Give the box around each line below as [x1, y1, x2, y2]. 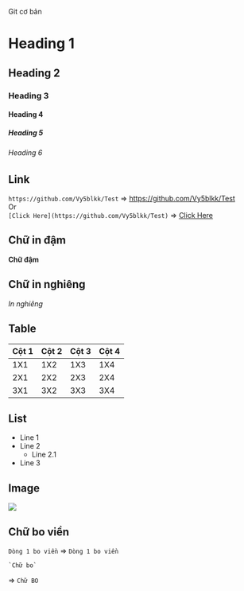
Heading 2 [8, 66, 61, 80]
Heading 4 [8, 110, 44, 119]
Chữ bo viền [8, 525, 70, 539]
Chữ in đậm [8, 234, 66, 247]
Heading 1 [8, 35, 76, 52]
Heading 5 [8, 127, 44, 138]
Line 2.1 [31, 449, 57, 460]
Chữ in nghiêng [8, 278, 86, 291]
